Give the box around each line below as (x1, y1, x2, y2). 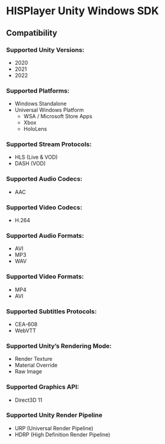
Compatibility (6, 28, 57, 38)
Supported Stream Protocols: (6, 140, 92, 149)
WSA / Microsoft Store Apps (23, 113, 93, 120)
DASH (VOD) (14, 160, 46, 167)
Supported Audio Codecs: (6, 175, 83, 183)
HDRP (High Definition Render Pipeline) (14, 431, 111, 438)
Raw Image (14, 368, 43, 375)
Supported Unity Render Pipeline (6, 411, 102, 420)
